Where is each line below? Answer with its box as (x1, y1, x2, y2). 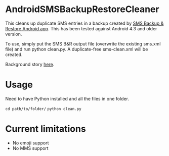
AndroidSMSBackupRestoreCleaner (5, 4, 159, 15)
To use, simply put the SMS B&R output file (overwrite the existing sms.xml (5, 40, 161, 46)
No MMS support (12, 145, 49, 151)
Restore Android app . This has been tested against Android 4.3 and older (5, 25, 157, 31)
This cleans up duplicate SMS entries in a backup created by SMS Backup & (5, 20, 164, 26)
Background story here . (5, 61, 55, 67)
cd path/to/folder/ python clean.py (5, 106, 82, 112)
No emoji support (12, 140, 49, 146)
